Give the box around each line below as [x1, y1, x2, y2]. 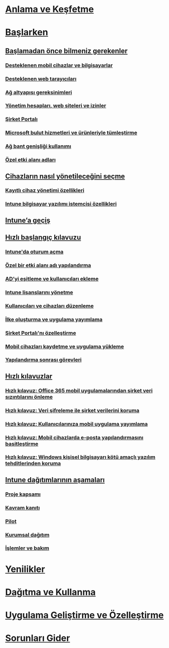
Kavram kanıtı [5, 504, 40, 511]
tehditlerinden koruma [5, 460, 61, 467]
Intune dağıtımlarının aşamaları [5, 475, 105, 484]
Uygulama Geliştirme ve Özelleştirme [5, 610, 164, 621]
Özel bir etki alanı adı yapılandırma [5, 262, 92, 269]
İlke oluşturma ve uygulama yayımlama [5, 316, 103, 323]
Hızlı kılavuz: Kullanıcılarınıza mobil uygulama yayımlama [5, 420, 148, 427]
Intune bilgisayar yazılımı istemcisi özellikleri [5, 201, 117, 208]
